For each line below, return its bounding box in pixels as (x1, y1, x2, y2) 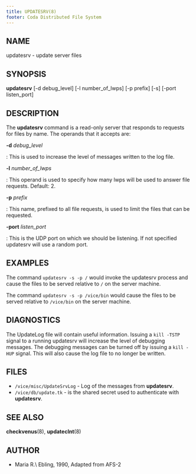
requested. (6, 212, 32, 219)
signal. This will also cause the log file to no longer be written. (15, 350, 166, 357)
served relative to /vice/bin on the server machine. (6, 297, 132, 305)
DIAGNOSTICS (6, 315, 61, 325)
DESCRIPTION (6, 108, 59, 118)
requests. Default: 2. (6, 182, 56, 190)
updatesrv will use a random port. (6, 241, 89, 248)
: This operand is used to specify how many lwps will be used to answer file (6, 176, 190, 183)
